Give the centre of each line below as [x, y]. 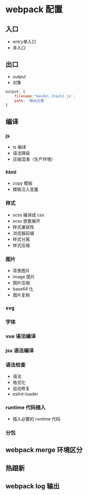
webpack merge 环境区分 [44, 450]
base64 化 [23, 289]
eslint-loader [25, 394]
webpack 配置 [34, 10]
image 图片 [24, 276]
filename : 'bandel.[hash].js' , [45, 96]
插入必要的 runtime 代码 [36, 419]
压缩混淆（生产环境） [34, 159]
